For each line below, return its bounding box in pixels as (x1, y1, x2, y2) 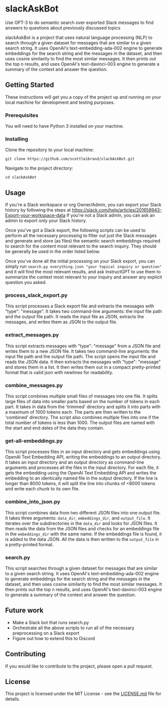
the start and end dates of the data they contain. (5, 425, 105, 431)
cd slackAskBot (5, 175, 37, 180)
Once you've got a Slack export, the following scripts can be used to (5, 228, 146, 234)
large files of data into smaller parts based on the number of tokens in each (5, 399, 160, 405)
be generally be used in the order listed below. (5, 248, 101, 254)
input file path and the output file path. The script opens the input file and (5, 353, 156, 359)
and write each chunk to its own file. (5, 486, 80, 492)
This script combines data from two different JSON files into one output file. (5, 509, 161, 515)
